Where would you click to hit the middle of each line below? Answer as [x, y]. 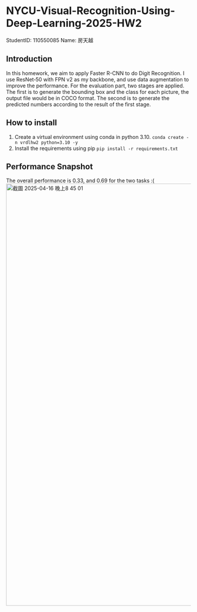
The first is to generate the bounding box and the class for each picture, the [98, 91]
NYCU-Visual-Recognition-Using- [91, 11]
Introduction [29, 59]
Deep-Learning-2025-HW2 [74, 23]
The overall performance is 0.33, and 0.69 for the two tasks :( [80, 181]
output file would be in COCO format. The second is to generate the [88, 98]
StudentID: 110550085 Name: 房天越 [50, 40]
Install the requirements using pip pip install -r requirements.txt [96, 148]
